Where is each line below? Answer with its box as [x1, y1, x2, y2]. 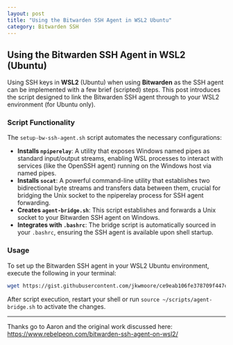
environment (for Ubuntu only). [7, 100, 96, 109]
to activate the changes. [37, 302, 106, 310]
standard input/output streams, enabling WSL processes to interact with [17, 154, 223, 163]
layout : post [7, 10, 45, 17]
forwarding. [17, 199, 51, 207]
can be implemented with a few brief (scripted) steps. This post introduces [7, 86, 221, 94]
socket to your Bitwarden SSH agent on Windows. [17, 214, 160, 222]
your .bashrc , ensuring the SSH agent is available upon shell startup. [17, 228, 214, 236]
